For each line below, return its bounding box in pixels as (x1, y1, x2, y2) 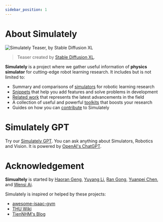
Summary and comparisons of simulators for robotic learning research (12, 83, 155, 89)
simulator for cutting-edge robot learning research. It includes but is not (5, 69, 151, 75)
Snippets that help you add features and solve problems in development (12, 89, 158, 95)
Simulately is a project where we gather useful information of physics (5, 63, 147, 69)
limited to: (5, 74, 26, 80)
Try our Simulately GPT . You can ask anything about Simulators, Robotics (5, 138, 153, 144)
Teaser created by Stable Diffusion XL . (17, 54, 96, 60)
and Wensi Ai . (5, 182, 33, 188)
